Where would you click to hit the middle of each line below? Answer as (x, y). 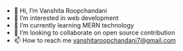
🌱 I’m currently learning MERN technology (74, 25)
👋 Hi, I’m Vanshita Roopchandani (61, 11)
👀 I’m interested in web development (66, 18)
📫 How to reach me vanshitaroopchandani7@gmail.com (95, 40)
